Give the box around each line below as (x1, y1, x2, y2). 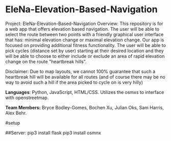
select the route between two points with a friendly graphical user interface (5, 31, 164, 37)
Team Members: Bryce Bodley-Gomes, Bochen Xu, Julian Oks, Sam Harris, (5, 104, 164, 110)
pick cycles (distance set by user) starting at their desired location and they (5, 48, 164, 54)
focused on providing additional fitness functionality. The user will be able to (5, 42, 166, 48)
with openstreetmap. (5, 95, 49, 101)
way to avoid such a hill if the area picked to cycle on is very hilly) (5, 79, 143, 85)
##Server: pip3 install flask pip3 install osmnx (5, 129, 101, 136)
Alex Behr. (5, 110, 27, 116)
